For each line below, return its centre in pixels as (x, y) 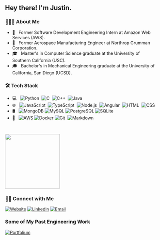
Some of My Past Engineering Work (48, 222)
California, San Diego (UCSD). (42, 73)
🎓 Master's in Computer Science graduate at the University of (76, 53)
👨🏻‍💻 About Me (22, 22)
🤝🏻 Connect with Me (30, 198)
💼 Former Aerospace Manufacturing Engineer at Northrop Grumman (81, 43)
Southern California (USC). (39, 60)
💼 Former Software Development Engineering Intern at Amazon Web (81, 32)
